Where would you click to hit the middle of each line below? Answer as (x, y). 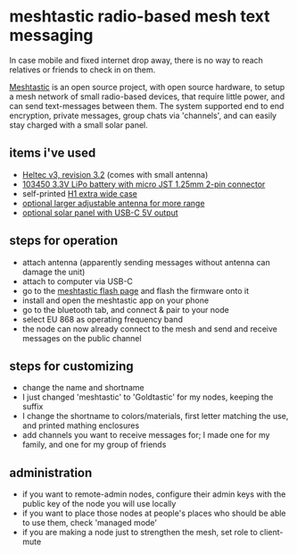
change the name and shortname (83, 388)
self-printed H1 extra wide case (80, 193)
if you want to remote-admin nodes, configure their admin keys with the (154, 494)
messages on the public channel (82, 338)
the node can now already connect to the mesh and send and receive (150, 329)
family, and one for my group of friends (94, 445)
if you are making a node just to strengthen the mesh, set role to (140, 533)
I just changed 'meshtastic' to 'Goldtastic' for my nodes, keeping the (148, 397)
